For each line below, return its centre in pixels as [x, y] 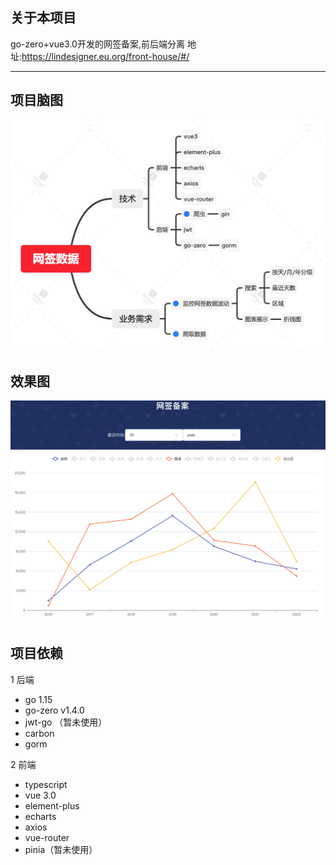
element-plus [52, 805]
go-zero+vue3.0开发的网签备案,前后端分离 [97, 44]
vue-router [47, 837]
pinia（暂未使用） [61, 849]
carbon [39, 733]
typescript [46, 784]
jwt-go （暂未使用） [66, 722]
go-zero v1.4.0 [54, 710]
